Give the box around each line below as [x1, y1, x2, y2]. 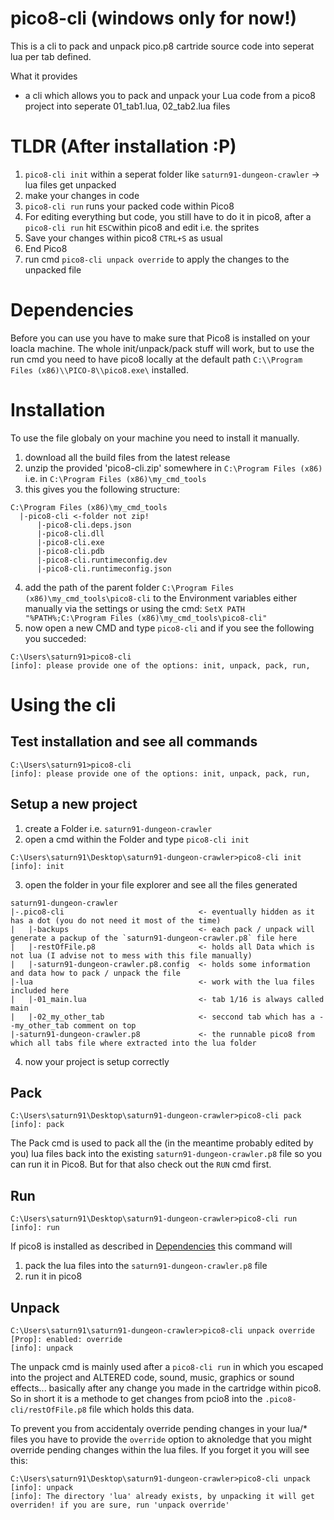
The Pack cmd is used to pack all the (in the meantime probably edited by [10, 1137, 314, 1149]
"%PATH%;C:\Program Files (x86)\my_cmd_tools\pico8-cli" [24, 613, 268, 623]
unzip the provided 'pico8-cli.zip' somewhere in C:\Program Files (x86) [24, 462, 323, 474]
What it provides [10, 70, 78, 82]
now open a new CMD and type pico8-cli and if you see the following [24, 622, 315, 634]
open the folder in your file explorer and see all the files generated [24, 878, 298, 891]
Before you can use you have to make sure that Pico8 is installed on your [10, 332, 311, 344]
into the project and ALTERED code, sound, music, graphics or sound [10, 1372, 295, 1383]
